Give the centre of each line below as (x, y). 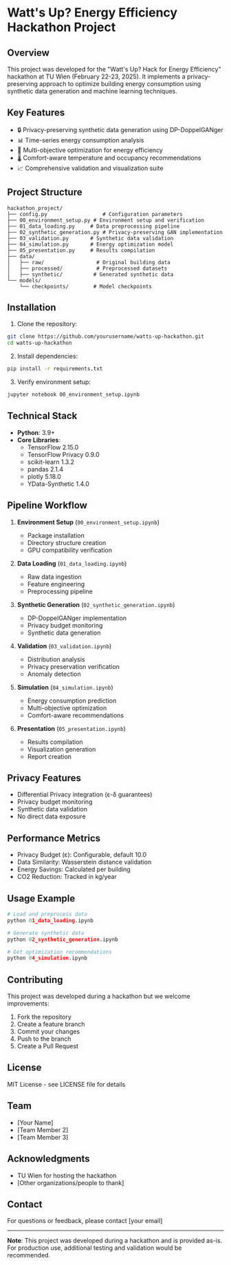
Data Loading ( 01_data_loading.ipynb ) (72, 563)
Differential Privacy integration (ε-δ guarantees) (85, 795)
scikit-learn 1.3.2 (51, 462)
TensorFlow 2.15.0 (53, 447)
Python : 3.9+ (36, 432)
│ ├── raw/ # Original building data (89, 262)
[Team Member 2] (43, 1129)
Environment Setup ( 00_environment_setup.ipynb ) (88, 522)
